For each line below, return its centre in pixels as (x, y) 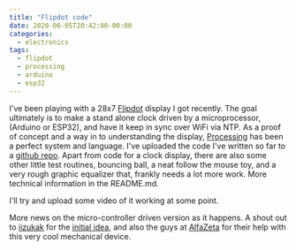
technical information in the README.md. (84, 183)
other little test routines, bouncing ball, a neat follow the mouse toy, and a (143, 164)
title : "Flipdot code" (51, 17)
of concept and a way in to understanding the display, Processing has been (146, 136)
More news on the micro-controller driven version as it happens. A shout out (148, 217)
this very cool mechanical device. (70, 236)
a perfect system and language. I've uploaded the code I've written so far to (147, 146)
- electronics (43, 42)
